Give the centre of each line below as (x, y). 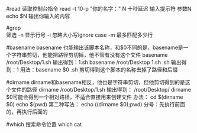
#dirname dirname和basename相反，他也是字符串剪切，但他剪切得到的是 (96, 82)
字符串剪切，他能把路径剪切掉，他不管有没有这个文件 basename (89, 55)
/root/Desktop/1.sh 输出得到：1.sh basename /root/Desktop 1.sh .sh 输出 (94, 62)
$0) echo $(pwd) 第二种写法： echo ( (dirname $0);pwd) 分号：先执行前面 (96, 104)
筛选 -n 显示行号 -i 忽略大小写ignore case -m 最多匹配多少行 (80, 35)
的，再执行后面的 (27, 112)
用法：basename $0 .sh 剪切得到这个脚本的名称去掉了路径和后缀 (99, 69)
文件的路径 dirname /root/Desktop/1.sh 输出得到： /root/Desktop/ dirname (101, 90)
